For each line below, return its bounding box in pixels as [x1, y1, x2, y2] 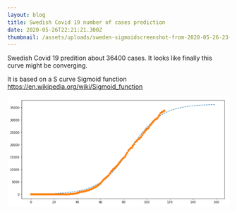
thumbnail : [7, 34, 39, 41]
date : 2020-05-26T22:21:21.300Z [7, 26, 102, 33]
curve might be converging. [7, 61, 88, 70]
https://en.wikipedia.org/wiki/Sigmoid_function [7, 82, 143, 91]
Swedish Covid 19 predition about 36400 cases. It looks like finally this [7, 54, 213, 63]
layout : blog [7, 11, 46, 18]
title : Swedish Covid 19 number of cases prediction [7, 18, 166, 26]
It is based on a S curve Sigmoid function [7, 75, 127, 84]
